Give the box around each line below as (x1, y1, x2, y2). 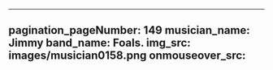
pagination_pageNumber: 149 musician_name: (8, 23, 250, 37)
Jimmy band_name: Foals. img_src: (8, 36, 191, 50)
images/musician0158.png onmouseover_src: (8, 49, 246, 63)
